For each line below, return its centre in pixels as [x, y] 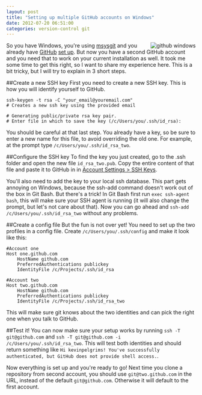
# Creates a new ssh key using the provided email [71, 106]
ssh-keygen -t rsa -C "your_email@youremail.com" [70, 100]
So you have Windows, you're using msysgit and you [72, 46]
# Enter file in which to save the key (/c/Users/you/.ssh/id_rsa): [94, 121]
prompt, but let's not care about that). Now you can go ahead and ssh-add [98, 207]
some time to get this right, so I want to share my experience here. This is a [99, 65]
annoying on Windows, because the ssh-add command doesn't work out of [100, 188]
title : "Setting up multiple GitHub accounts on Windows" [80, 17]
